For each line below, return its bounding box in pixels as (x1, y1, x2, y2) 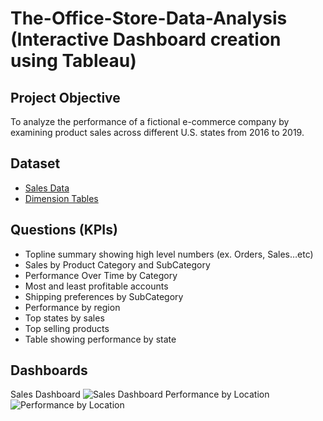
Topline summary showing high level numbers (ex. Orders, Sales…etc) (24, 248, 314, 260)
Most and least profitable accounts (24, 280, 169, 292)
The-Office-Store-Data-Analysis (10, 7, 288, 30)
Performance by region (24, 301, 121, 313)
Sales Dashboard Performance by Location (10, 388, 270, 401)
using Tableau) (10, 50, 137, 72)
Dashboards (10, 362, 88, 379)
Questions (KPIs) (10, 222, 118, 239)
